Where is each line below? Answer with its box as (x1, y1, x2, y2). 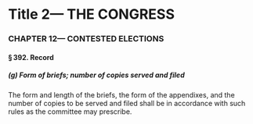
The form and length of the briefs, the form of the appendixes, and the (8, 90, 235, 99)
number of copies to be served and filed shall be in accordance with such (8, 98, 246, 108)
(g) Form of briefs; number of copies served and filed (8, 70, 186, 80)
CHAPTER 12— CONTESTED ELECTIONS (8, 34, 164, 44)
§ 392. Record (8, 52, 55, 62)
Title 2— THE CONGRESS (8, 5, 175, 23)
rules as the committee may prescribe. (8, 107, 132, 116)
